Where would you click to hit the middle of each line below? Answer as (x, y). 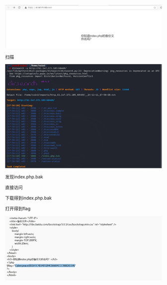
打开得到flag (18, 209)
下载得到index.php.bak (29, 198)
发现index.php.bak (24, 177)
